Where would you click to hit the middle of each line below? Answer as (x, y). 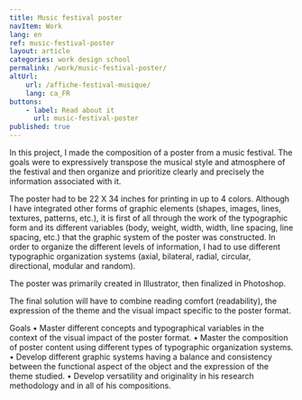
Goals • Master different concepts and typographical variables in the (137, 328)
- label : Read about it (70, 110)
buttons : (26, 102)
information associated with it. (65, 181)
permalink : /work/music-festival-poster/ (88, 69)
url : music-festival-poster (86, 118)
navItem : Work (36, 26)
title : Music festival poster (66, 18)
